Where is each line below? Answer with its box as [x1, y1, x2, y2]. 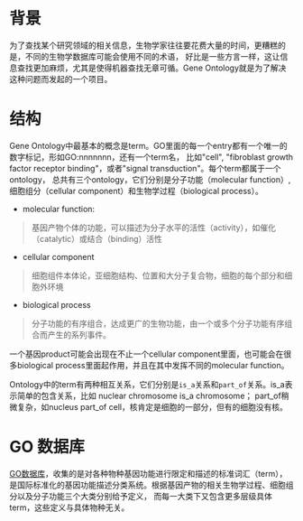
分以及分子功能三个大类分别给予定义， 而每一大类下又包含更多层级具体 [9, 490, 272, 501]
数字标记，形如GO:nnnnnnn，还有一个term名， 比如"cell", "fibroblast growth [9, 151, 294, 163]
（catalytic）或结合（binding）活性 [31, 233, 162, 244]
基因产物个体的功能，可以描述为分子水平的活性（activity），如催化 [31, 222, 277, 233]
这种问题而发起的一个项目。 [9, 73, 113, 84]
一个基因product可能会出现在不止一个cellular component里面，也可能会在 [9, 349, 284, 359]
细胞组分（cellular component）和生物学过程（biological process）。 [9, 185, 263, 196]
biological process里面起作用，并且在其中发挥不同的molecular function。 [16, 359, 289, 370]
